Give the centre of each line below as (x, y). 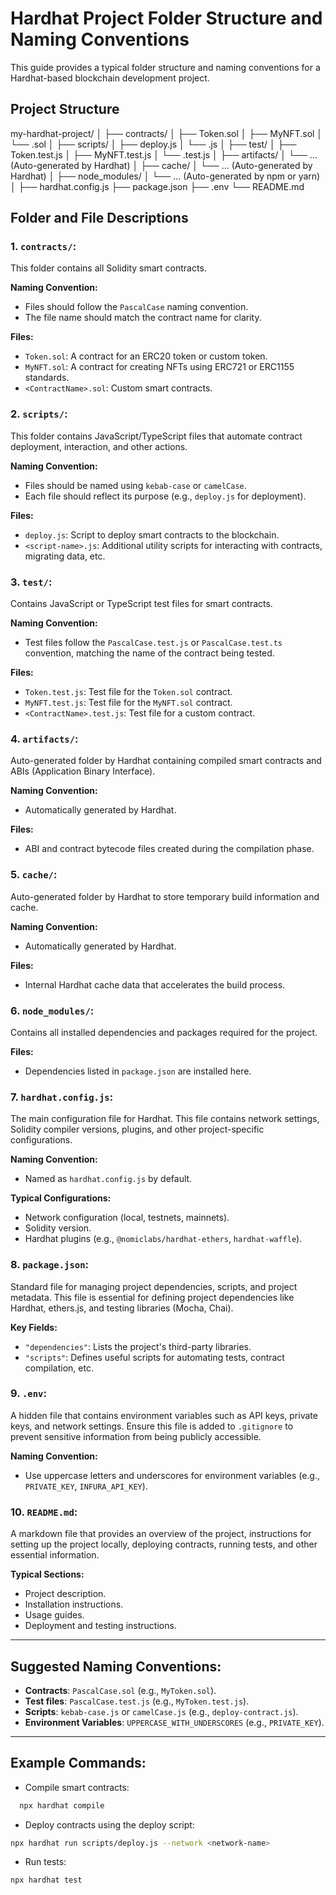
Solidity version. (58, 1228)
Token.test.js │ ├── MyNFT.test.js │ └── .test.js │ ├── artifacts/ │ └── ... (164, 154)
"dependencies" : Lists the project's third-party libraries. (138, 1346)
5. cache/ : (34, 875)
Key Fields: (34, 1327)
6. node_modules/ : (52, 1010)
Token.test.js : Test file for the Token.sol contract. (128, 692)
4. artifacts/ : (44, 739)
